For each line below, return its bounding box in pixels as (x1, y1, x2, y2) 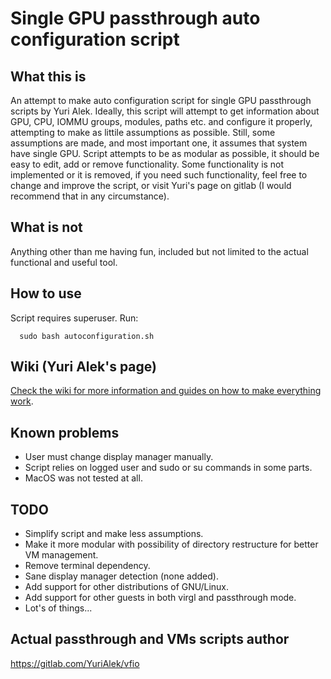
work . (10, 395, 34, 407)
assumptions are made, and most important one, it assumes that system (10, 137, 308, 149)
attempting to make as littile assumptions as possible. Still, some (10, 127, 276, 138)
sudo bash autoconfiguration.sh (19, 331, 155, 341)
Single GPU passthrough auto (10, 7, 261, 30)
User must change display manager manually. (24, 451, 214, 463)
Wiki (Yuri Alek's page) (10, 358, 157, 376)
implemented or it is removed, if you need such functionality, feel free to (10, 169, 308, 181)
